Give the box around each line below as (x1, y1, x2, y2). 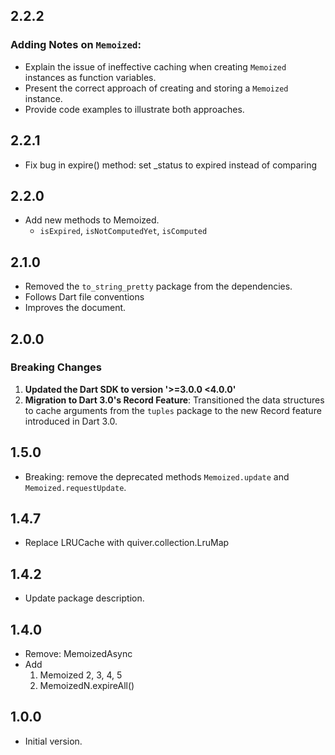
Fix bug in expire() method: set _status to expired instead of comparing (24, 159, 318, 171)
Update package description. (24, 592, 145, 604)
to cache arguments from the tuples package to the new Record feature (24, 404, 322, 416)
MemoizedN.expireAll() (39, 680, 135, 692)
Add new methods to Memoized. (24, 214, 160, 226)
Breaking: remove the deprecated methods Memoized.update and (24, 470, 290, 483)
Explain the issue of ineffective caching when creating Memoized (24, 60, 287, 73)
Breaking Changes (10, 360, 103, 374)
